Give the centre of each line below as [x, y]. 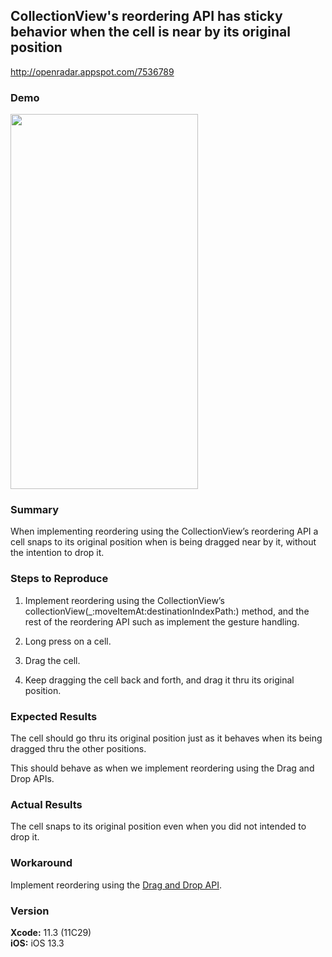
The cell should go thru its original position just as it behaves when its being [166, 738]
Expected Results [54, 716]
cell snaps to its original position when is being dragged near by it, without [163, 542]
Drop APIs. [32, 778]
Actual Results [46, 804]
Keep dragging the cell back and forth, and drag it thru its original [159, 680]
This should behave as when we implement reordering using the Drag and [162, 768]
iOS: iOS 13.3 [37, 943]
